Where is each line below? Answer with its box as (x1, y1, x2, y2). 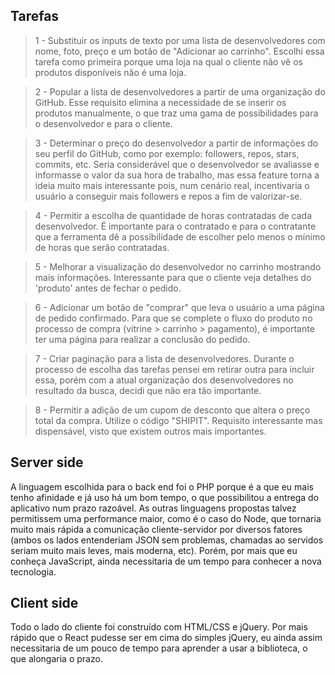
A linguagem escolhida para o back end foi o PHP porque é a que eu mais (10, 480, 314, 493)
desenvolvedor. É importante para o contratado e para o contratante (34, 220, 317, 232)
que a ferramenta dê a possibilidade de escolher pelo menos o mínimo (34, 230, 326, 243)
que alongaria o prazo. (10, 653, 103, 665)
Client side (10, 595, 79, 612)
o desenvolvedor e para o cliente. (34, 117, 173, 129)
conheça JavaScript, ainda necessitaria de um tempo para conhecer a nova (10, 555, 322, 567)
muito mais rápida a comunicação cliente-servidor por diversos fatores (10, 523, 303, 535)
